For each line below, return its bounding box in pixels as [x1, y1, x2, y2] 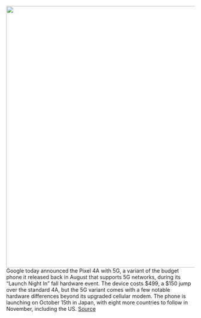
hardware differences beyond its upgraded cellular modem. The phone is [6, 293, 187, 299]
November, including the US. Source [6, 305, 96, 312]
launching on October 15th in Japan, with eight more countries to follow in [6, 299, 188, 306]
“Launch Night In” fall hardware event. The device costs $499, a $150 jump [6, 280, 191, 287]
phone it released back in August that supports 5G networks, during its [6, 274, 181, 280]
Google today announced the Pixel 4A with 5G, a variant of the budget [6, 267, 179, 274]
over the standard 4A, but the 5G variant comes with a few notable [6, 286, 170, 293]
